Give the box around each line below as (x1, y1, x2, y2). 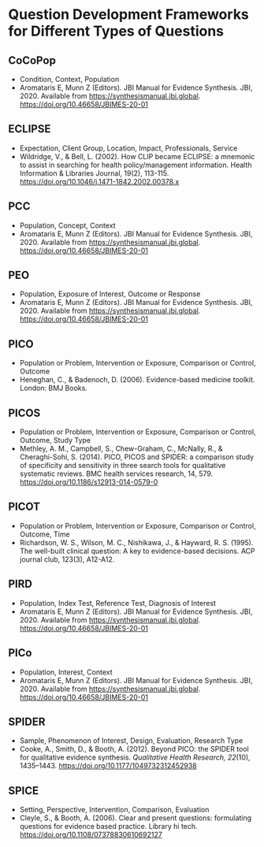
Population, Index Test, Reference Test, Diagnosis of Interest (19, 598, 217, 607)
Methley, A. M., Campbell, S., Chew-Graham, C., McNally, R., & (19, 444, 223, 454)
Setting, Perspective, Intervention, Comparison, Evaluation (19, 805, 210, 815)
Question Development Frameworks (8, 6, 250, 24)
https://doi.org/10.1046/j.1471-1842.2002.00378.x (19, 176, 180, 186)
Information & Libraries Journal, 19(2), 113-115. (19, 168, 169, 178)
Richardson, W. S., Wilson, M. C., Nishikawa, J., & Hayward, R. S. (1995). (19, 537, 254, 547)
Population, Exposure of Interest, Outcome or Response (19, 289, 201, 299)
